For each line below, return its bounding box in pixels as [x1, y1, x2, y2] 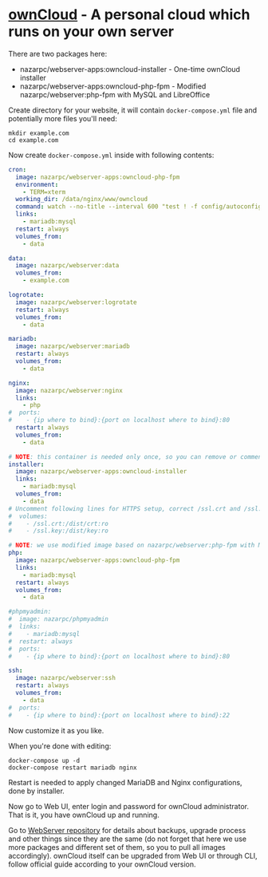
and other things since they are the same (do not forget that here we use [8, 834, 247, 843]
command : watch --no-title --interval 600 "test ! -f [15, 203, 198, 211]
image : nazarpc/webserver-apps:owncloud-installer [15, 468, 187, 476]
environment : [15, 180, 59, 188]
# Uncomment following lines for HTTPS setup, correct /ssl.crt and [8, 504, 241, 512]
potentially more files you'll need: [8, 113, 117, 123]
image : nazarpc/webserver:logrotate [15, 298, 137, 306]
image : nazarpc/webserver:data [15, 262, 120, 270]
